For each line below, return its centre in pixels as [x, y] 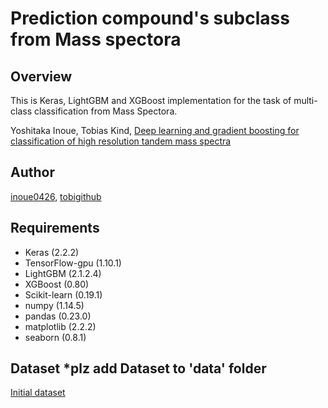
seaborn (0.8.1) [55, 337]
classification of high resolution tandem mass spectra [121, 141]
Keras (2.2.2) [52, 252]
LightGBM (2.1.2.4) [63, 273]
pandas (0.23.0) [58, 316]
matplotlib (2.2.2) [60, 326]
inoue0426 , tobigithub [56, 196]
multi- [305, 100]
